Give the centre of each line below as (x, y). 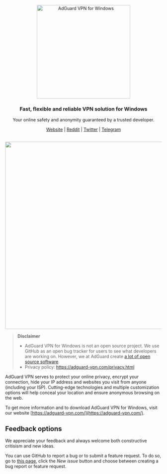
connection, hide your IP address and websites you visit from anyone (76, 382)
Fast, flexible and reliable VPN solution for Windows (83, 109)
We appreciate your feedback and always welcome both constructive (76, 441)
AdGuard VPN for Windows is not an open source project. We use (92, 346)
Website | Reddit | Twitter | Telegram (83, 129)
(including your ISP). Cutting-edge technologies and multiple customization (82, 388)
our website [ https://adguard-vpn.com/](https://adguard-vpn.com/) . (75, 413)
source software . (42, 362)
